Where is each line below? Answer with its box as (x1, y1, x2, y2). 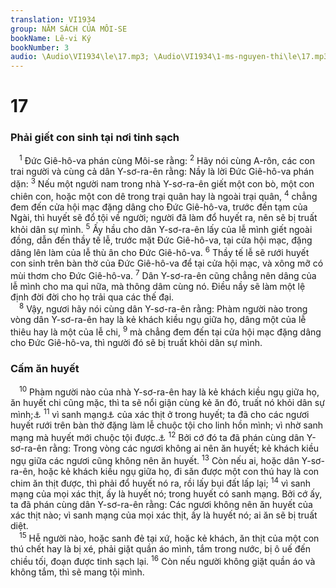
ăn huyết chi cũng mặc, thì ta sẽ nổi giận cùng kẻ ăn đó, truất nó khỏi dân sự (10, 396, 325, 408)
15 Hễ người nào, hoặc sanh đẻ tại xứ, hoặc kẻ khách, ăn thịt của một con (19, 531, 320, 545)
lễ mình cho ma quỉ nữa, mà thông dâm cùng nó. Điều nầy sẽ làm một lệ (10, 280, 306, 292)
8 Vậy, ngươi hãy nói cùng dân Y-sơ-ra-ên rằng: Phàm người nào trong (19, 301, 308, 315)
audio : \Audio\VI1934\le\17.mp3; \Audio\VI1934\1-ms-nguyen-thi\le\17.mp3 (10, 52, 329, 62)
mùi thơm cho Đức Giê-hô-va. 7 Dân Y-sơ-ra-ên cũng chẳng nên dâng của (10, 267, 317, 281)
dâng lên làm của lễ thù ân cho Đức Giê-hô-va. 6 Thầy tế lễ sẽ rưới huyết (10, 245, 310, 258)
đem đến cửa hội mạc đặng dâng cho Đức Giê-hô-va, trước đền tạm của (10, 201, 308, 213)
